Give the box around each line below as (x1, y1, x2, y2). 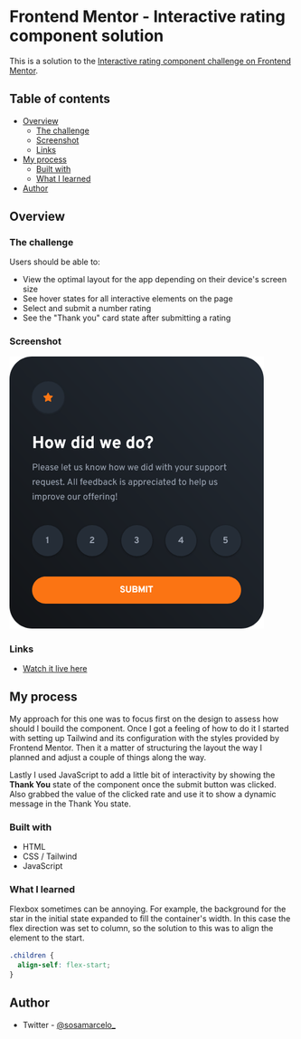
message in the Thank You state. (9, 798, 131, 809)
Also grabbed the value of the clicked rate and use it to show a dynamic (9, 788, 277, 799)
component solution (9, 25, 165, 46)
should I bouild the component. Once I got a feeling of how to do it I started (9, 722, 289, 734)
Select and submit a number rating (22, 303, 152, 314)
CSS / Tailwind (22, 851, 78, 862)
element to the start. (9, 932, 85, 943)
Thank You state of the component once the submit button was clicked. (9, 778, 277, 789)
